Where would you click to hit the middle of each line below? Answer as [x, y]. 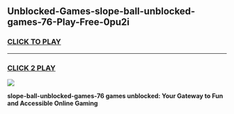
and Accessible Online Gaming [53, 103]
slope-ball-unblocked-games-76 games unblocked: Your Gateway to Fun [115, 95]
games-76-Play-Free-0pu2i [69, 22]
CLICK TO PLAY [34, 42]
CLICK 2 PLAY [31, 68]
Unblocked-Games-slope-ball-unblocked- [101, 11]
